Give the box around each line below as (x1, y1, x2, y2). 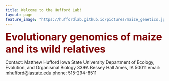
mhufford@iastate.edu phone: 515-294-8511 (5, 70, 97, 76)
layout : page (5, 12, 33, 17)
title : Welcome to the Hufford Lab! (5, 7, 82, 13)
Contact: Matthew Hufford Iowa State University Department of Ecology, (5, 59, 155, 65)
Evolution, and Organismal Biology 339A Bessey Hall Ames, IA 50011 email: (5, 65, 160, 71)
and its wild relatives (5, 43, 106, 56)
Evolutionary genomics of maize (5, 31, 162, 43)
